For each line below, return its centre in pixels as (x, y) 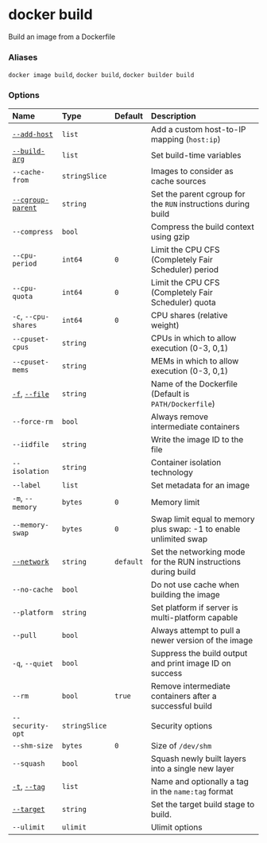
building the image (185, 594)
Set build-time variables (196, 155)
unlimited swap (179, 538)
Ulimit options (176, 827)
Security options (182, 725)
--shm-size (33, 746)
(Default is (170, 394)
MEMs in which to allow (195, 361)
